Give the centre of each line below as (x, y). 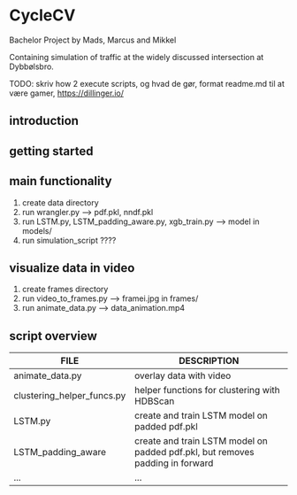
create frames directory (65, 290)
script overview (53, 336)
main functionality (61, 181)
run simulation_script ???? (69, 240)
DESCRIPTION (209, 361)
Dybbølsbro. (32, 66)
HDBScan (154, 401)
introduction (44, 121)
